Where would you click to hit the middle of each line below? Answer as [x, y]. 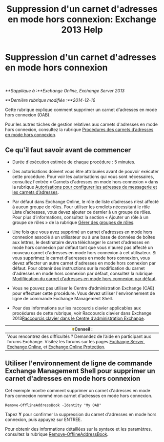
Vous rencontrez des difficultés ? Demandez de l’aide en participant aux [79, 336]
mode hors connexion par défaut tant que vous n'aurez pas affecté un [82, 247]
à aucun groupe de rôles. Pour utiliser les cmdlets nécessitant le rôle [81, 207]
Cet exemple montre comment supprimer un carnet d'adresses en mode [78, 390]
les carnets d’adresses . [35, 192]
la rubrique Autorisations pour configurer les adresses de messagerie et [84, 187]
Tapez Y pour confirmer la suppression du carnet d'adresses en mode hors [81, 414]
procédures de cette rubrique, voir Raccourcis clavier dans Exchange [82, 313]
